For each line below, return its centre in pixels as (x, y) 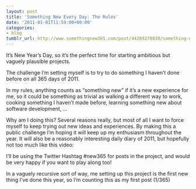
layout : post (22, 11)
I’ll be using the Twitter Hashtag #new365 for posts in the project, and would (98, 156)
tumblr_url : (20, 38)
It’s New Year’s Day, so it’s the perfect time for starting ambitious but (88, 55)
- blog (14, 33)
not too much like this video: (40, 145)
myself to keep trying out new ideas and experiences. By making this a (91, 126)
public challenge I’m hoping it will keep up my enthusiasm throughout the (94, 132)
